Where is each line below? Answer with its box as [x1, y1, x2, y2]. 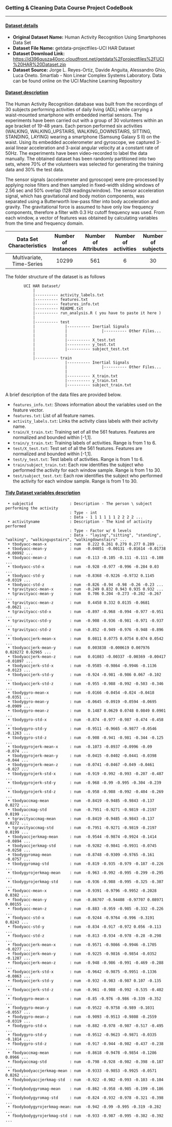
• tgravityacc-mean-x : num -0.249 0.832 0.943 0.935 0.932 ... [7, 586, 164, 592]
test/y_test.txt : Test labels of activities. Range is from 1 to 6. [12, 456, 144, 462]
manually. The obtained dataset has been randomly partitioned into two [5, 155, 156, 162]
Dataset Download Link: [12, 50, 65, 57]
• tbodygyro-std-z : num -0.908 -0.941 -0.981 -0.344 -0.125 [7, 735, 164, 740]
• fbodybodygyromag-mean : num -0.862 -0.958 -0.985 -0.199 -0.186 [7, 1086, 164, 1092]
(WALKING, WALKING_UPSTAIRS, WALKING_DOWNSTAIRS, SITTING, [5, 128, 152, 134]
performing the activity [5, 506, 58, 511]
